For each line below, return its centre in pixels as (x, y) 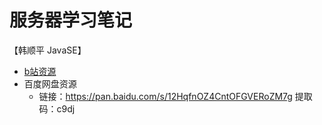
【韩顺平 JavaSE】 (48, 50)
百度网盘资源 (50, 83)
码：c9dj (57, 108)
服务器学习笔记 (71, 20)
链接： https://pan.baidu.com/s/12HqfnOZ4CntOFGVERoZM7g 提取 (175, 96)
